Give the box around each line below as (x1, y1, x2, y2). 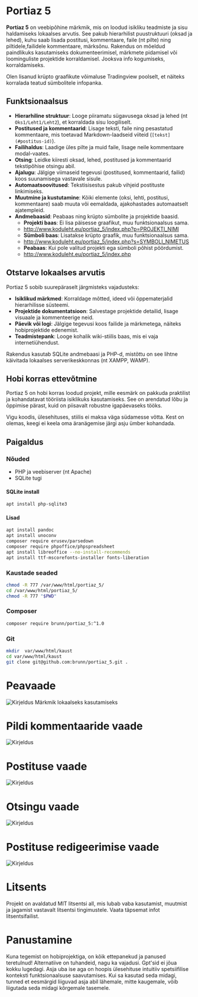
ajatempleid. (14, 206, 45, 214)
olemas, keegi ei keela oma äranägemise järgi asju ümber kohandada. (6, 420, 176, 427)
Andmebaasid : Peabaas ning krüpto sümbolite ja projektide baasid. (14, 213, 179, 220)
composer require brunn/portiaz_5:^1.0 (6, 620, 105, 626)
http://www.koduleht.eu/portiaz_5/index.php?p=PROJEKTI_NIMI (23, 225, 179, 232)
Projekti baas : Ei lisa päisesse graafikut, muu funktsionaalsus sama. (23, 219, 189, 226)
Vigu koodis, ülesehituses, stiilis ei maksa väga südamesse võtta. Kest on (6, 413, 184, 421)
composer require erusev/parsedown (6, 538, 94, 544)
